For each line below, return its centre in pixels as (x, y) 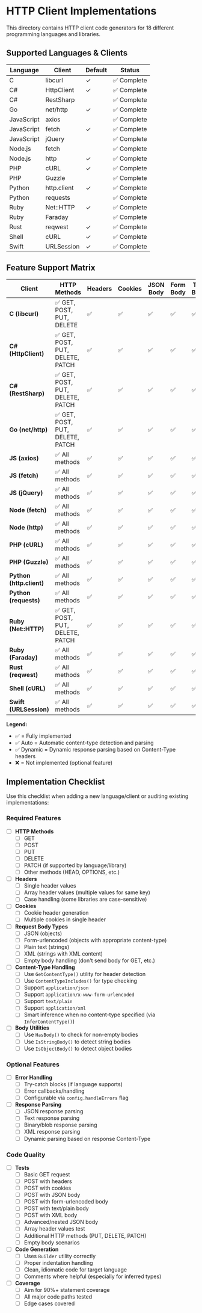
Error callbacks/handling (54, 1091)
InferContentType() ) (49, 1022)
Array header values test (54, 1229)
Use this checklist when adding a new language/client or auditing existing (97, 796)
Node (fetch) (28, 510)
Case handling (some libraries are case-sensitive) (85, 899)
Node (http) (26, 527)
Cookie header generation (56, 913)
